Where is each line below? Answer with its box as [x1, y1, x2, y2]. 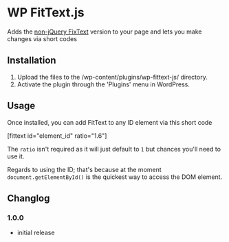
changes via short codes [7, 34, 78, 43]
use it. [7, 152, 25, 160]
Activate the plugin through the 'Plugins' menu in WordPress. [17, 80, 190, 88]
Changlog [7, 192, 50, 204]
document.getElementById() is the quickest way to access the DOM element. [7, 173, 223, 181]
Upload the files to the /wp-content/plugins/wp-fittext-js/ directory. [17, 73, 208, 81]
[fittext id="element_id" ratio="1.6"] [7, 132, 107, 140]
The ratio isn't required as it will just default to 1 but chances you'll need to [7, 145, 221, 153]
